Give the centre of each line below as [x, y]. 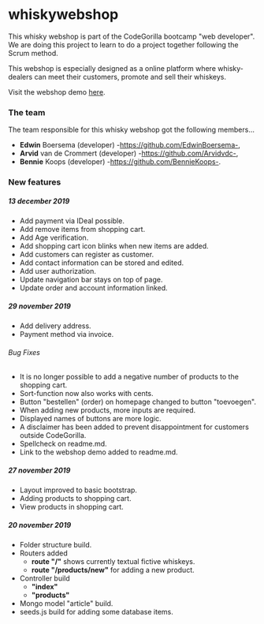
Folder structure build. [56, 545]
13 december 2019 [39, 201]
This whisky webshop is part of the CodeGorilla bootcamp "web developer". [132, 36]
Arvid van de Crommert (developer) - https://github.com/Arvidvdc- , [129, 153]
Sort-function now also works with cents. [86, 394]
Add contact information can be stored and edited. [102, 263]
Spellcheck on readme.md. [63, 444]
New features [35, 182]
